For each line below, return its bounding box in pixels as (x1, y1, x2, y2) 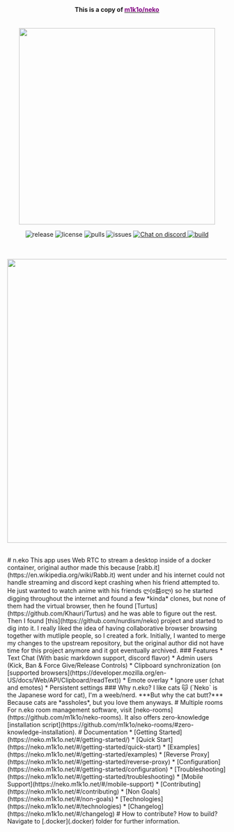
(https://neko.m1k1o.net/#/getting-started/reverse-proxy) (7, 758, 171, 766)
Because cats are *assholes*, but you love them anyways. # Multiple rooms (7, 699, 224, 706)
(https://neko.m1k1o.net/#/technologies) (7, 802, 122, 810)
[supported (7, 669, 40, 677)
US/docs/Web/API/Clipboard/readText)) (7, 676, 122, 684)
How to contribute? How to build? (121, 810, 218, 818)
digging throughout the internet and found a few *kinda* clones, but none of (7, 594, 226, 602)
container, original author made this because (7, 564, 136, 571)
